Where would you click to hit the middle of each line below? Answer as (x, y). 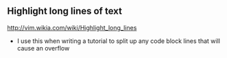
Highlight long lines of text (64, 11)
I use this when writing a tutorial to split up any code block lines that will (119, 41)
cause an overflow (43, 48)
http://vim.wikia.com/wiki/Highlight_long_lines (72, 27)
